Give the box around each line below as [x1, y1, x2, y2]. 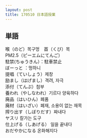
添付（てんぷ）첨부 [5, 84, 44, 90]
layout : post [5, 7, 33, 13]
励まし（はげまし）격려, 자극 [5, 77, 64, 83]
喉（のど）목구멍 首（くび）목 [5, 46, 70, 52]
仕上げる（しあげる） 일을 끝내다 [5, 121, 72, 127]
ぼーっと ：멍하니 [5, 65, 41, 71]
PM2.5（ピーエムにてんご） [5, 52, 63, 58]
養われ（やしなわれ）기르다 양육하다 [5, 90, 79, 96]
